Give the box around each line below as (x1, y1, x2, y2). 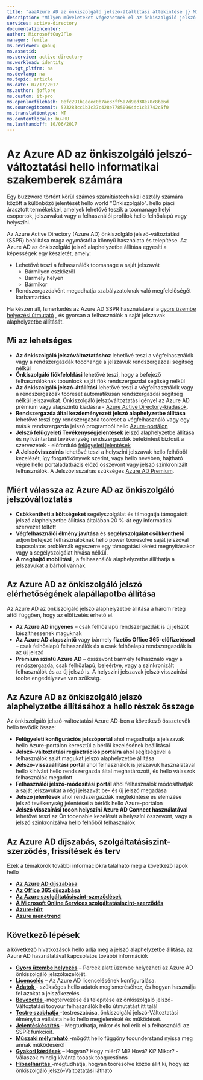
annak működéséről (15, 1041, 65, 1048)
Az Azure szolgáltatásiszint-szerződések (15, 893, 122, 900)
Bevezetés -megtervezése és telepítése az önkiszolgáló (15, 996, 155, 1003)
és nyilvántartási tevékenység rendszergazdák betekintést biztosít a (15, 435, 184, 442)
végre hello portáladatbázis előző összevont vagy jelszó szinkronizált (15, 461, 188, 468)
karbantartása (15, 294, 51, 301)
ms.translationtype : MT (7, 110, 67, 116)
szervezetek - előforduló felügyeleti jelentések (15, 441, 131, 449)
